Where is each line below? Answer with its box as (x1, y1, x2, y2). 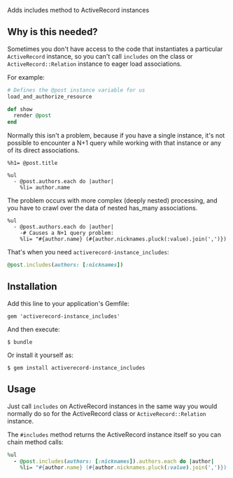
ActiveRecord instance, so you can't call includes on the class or (7, 52, 193, 60)
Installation (7, 281, 57, 293)
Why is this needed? (7, 26, 98, 38)
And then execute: (7, 325, 60, 333)
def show (7, 106, 33, 113)
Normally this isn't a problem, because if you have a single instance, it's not (7, 131, 225, 140)
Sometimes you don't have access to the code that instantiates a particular (7, 45, 223, 53)
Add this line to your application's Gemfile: (7, 299, 129, 307)
